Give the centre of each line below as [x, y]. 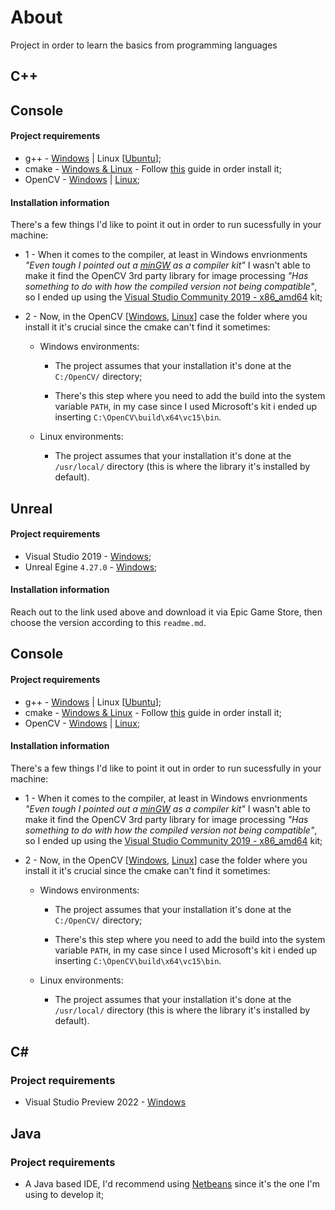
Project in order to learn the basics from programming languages [144, 45]
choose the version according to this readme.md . [108, 622]
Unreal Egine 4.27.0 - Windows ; [91, 567]
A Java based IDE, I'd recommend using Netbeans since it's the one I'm [172, 1184]
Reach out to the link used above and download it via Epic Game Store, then [166, 612]
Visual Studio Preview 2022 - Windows [105, 1102]
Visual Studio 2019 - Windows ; [88, 556]
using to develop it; [64, 1195]
